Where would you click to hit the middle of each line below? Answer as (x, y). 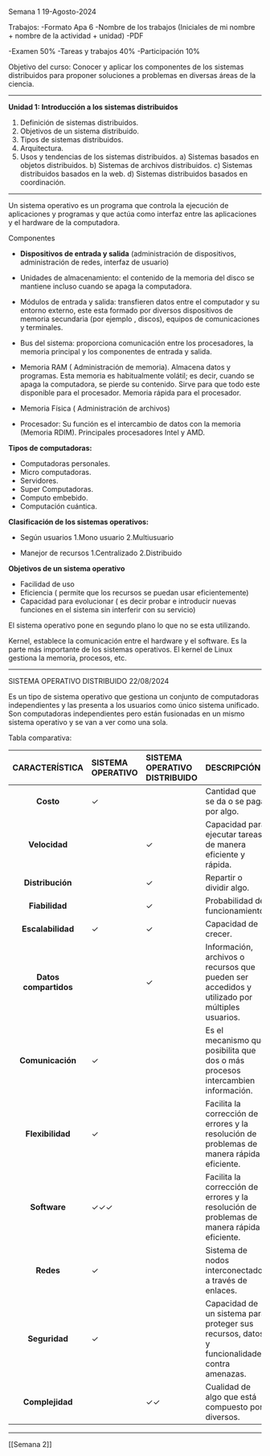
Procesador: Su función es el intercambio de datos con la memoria (130, 424)
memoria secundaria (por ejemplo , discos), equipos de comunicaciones (139, 319)
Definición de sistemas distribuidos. (79, 123)
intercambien (230, 1080)
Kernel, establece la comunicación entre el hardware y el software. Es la (128, 641)
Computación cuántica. (59, 506)
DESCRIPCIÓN (233, 768)
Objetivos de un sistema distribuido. (79, 131)
